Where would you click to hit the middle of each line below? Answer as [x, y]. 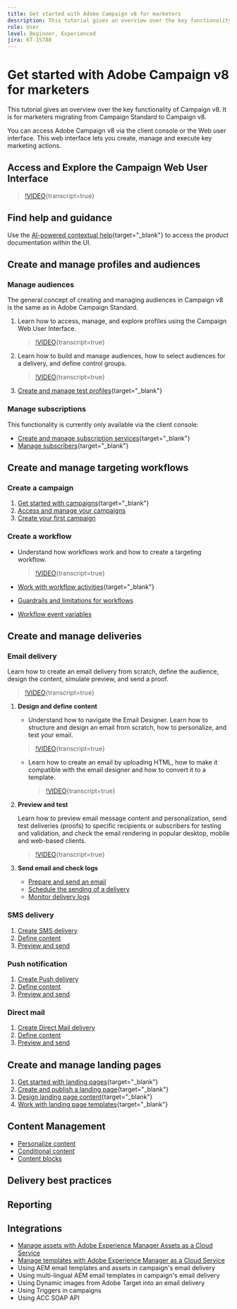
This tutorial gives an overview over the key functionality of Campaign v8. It [117, 109]
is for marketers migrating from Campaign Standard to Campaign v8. [107, 117]
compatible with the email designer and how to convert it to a [117, 770]
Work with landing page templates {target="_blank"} [93, 1104]
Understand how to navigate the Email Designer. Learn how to [118, 720]
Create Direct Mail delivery [56, 1028]
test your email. [50, 735]
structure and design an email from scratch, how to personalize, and [127, 728]
